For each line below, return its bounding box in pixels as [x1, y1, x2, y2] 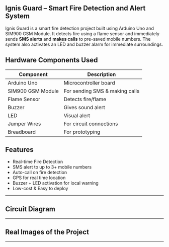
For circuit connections [63, 120, 118, 127]
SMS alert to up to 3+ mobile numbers [12, 164, 92, 170]
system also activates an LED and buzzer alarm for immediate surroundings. [5, 41, 163, 47]
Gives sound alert [63, 104, 106, 111]
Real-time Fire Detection [12, 158, 63, 165]
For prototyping [63, 128, 101, 135]
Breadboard [8, 128, 36, 135]
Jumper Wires [8, 120, 41, 127]
